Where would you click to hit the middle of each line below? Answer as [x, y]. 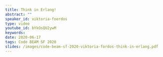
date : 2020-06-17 [23, 38]
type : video [17, 24]
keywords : [15, 33]
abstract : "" [19, 14]
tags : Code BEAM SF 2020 [31, 42]
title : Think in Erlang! [31, 10]
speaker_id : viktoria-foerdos [36, 19]
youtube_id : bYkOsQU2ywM [31, 28]
